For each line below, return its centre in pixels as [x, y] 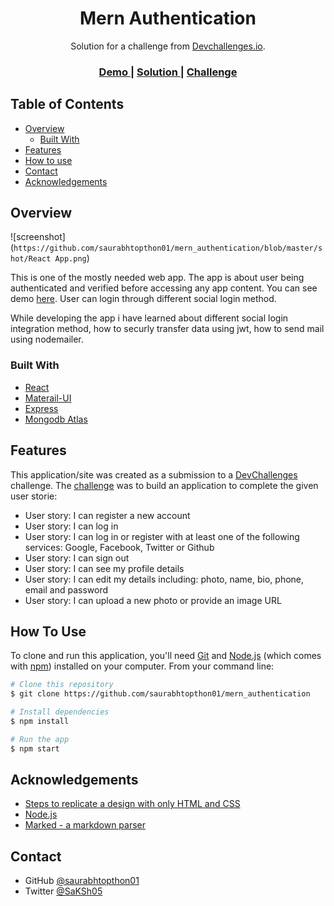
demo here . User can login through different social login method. [143, 299]
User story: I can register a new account [107, 515]
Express [41, 408]
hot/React [31, 259]
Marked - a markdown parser [85, 825]
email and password [66, 589]
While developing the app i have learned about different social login [149, 318]
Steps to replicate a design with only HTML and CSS [132, 804]
